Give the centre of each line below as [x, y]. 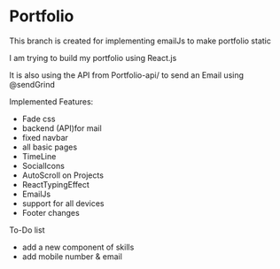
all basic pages [50, 147]
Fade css [39, 119]
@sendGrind [32, 84]
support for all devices [63, 203]
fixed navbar [45, 137]
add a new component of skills [78, 247]
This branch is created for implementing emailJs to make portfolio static [140, 41]
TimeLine [39, 156]
